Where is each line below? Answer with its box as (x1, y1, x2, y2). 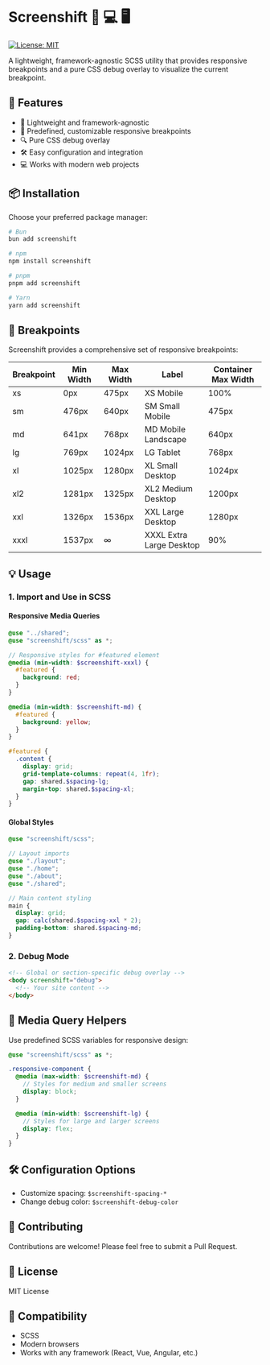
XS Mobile (144, 387, 183, 399)
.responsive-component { (8, 1065, 92, 1073)
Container (213, 364, 253, 375)
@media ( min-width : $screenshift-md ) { (8, 703, 142, 711)
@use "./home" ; (8, 865, 59, 873)
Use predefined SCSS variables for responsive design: (8, 1035, 189, 1044)
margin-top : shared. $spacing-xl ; (22, 784, 135, 793)
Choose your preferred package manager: (8, 212, 149, 221)
